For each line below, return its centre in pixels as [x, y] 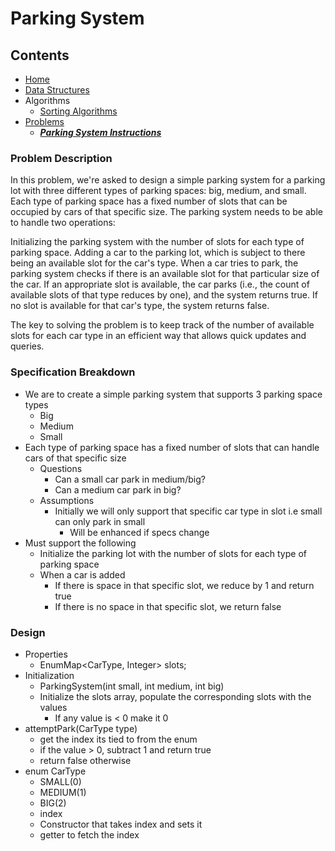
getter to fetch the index [89, 834]
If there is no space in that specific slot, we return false [168, 606]
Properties [46, 654]
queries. [27, 346]
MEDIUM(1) [63, 792]
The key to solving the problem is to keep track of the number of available [162, 325]
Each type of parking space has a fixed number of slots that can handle [172, 447]
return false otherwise [85, 760]
